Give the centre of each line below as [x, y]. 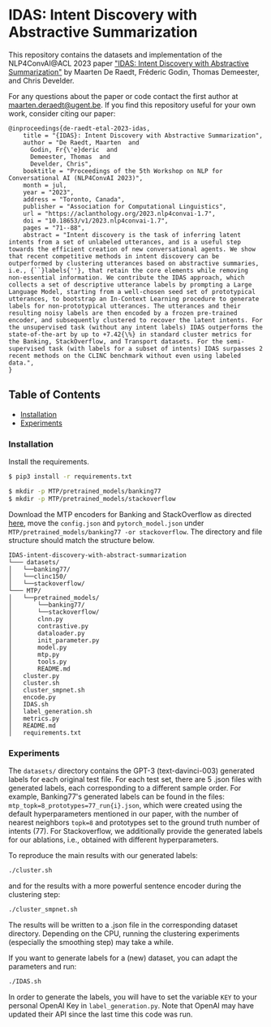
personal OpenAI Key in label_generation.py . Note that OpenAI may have [131, 1005]
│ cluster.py [34, 675]
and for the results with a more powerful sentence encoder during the [125, 886]
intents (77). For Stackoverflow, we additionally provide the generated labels [135, 831]
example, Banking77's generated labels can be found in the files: [116, 796]
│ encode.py [32, 697]
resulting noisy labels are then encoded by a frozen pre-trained [123, 313]
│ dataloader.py [47, 633]
